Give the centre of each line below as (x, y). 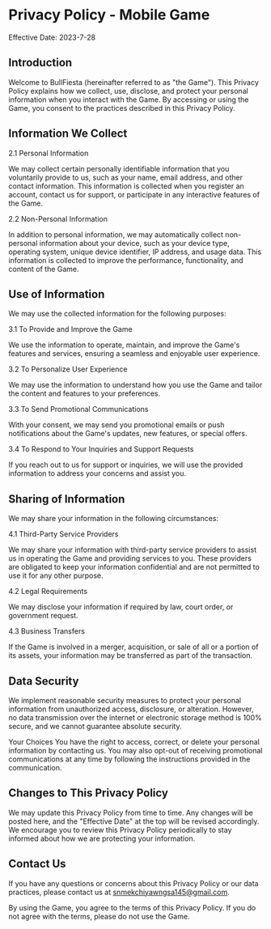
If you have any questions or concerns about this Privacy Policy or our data (133, 883)
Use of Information (57, 294)
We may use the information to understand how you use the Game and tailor (135, 385)
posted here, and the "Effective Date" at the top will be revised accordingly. (134, 821)
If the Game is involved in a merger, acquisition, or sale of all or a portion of (133, 647)
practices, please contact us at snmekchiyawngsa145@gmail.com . (119, 892)
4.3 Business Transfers (47, 631)
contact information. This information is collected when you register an (126, 186)
